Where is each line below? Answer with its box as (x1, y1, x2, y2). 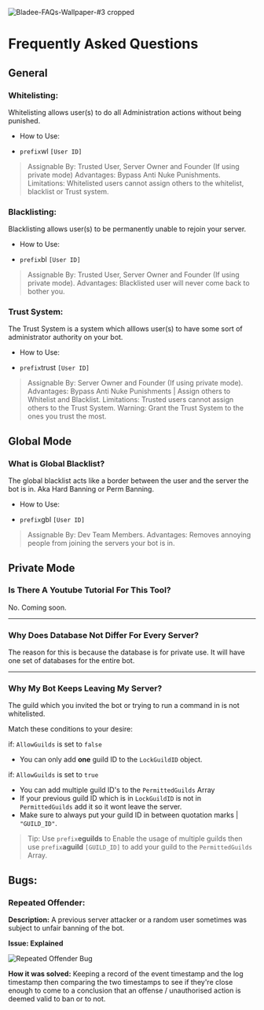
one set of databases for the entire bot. (8, 656, 135, 665)
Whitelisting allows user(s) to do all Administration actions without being (8, 107, 242, 117)
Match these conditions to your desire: (8, 724, 134, 734)
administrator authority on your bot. (8, 333, 123, 342)
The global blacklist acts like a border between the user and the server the (8, 476, 249, 485)
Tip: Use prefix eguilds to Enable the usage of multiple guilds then (27, 834, 243, 843)
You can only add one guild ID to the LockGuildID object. (19, 755, 203, 765)
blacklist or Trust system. (27, 186, 109, 196)
